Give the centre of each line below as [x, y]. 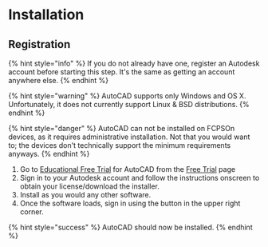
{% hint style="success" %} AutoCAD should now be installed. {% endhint [130, 227]
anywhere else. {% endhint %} [59, 80]
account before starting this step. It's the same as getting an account [122, 72]
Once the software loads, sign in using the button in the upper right [130, 203]
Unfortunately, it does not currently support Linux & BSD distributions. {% [129, 104]
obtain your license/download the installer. [89, 186]
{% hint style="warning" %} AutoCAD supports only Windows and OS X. [127, 96]
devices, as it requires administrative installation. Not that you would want [129, 137]
